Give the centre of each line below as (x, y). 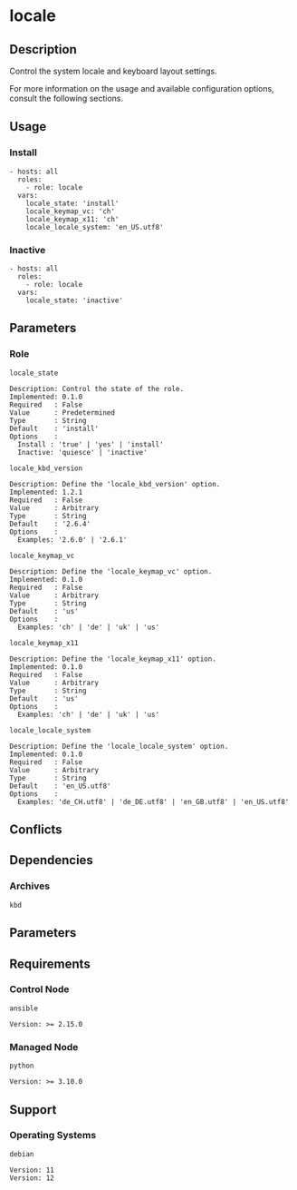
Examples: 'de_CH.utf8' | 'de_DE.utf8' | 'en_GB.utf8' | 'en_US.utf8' (153, 802)
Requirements (50, 964)
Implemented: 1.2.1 (46, 492)
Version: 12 (32, 1178)
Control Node (39, 989)
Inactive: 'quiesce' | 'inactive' (82, 452)
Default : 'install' (54, 428)
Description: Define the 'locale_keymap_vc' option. (111, 571)
